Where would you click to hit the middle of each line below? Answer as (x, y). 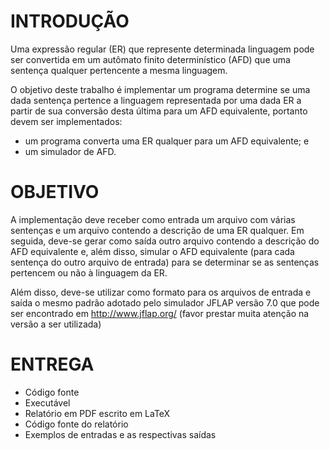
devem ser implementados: (66, 121)
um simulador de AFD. (70, 151)
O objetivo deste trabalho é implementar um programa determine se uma (160, 89)
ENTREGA (52, 364)
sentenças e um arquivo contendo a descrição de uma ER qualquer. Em (157, 230)
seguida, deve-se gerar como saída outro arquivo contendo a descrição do (165, 241)
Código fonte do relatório (76, 424)
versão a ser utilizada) (56, 324)
